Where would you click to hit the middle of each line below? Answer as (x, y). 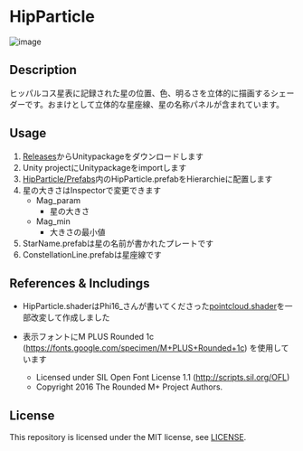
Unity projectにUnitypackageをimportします (104, 167)
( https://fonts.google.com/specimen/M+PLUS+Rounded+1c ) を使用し (152, 348)
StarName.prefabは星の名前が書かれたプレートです (118, 243)
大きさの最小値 (77, 231)
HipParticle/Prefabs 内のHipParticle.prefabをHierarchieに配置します (147, 179)
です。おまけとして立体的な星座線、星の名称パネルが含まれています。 (155, 104)
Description (43, 70)
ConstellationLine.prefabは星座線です (92, 254)
